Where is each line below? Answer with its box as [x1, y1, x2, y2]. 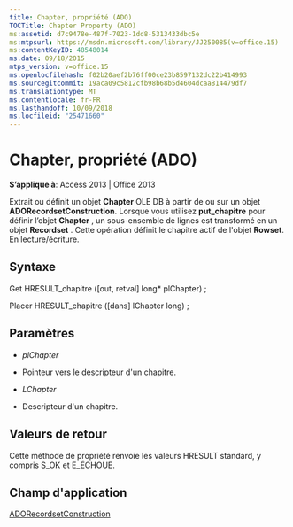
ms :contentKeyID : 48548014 [9, 46, 109, 55]
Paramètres [9, 326, 75, 341]
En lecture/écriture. [9, 234, 80, 244]
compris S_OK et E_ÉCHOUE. [9, 460, 115, 470]
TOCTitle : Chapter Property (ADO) [9, 21, 137, 30]
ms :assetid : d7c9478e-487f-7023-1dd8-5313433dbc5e [9, 29, 200, 38]
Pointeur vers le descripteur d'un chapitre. [21, 367, 177, 377]
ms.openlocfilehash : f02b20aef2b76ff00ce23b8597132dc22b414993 [9, 71, 248, 80]
